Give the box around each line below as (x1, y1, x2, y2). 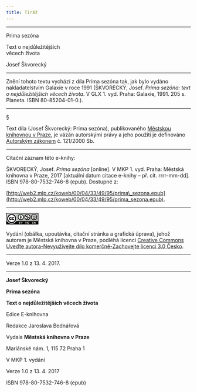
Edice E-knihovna (6, 310, 49, 317)
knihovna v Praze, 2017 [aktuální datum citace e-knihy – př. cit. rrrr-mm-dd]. (6, 172, 190, 179)
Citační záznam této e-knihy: (6, 154, 76, 161)
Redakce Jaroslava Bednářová (6, 322, 80, 329)
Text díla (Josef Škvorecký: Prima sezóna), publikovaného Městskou (6, 125, 171, 132)
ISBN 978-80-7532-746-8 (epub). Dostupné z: (6, 178, 118, 185)
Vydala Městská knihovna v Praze (6, 333, 90, 340)
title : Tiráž (6, 9, 38, 15)
